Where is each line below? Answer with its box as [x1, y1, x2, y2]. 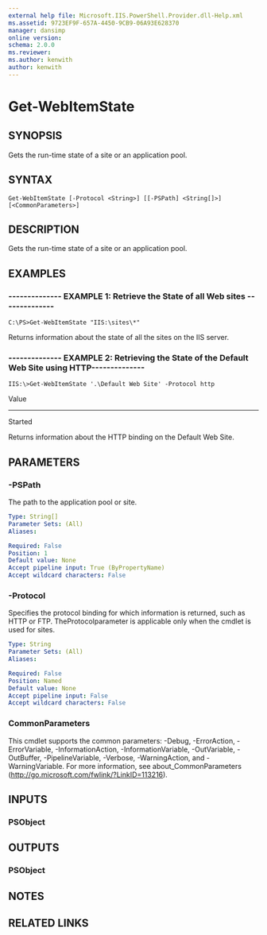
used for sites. [8, 625, 56, 635]
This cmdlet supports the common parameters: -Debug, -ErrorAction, [8, 736, 236, 745]
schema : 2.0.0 [8, 41, 56, 49]
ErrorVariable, [8, 744, 54, 754]
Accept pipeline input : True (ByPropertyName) [8, 564, 165, 572]
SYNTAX [8, 173, 53, 187]
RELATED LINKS [8, 917, 89, 930]
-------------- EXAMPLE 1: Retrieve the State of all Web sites [8, 291, 246, 302]
